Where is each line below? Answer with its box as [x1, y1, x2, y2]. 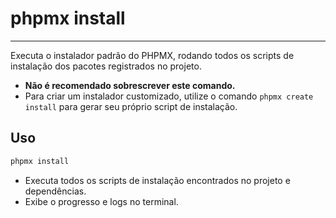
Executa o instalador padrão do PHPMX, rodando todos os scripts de [10, 49, 295, 61]
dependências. [24, 185, 87, 197]
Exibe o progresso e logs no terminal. [24, 195, 179, 207]
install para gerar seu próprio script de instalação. [24, 100, 238, 112]
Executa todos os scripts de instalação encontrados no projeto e [24, 174, 291, 186]
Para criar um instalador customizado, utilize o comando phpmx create [24, 90, 314, 102]
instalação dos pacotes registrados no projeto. [10, 60, 202, 72]
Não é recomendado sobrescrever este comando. [24, 79, 236, 91]
